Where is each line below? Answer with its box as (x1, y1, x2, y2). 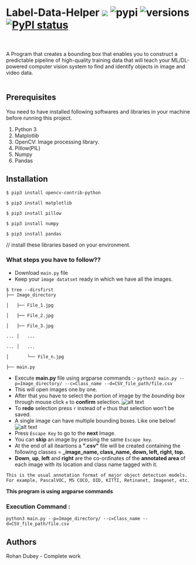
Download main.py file (14, 269, 69, 276)
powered (6, 62, 28, 70)
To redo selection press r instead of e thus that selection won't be (14, 404, 174, 411)
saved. (14, 411, 31, 418)
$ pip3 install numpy (6, 221, 59, 227)
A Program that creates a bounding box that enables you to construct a (6, 50, 178, 57)
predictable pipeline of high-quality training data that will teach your (6, 56, 170, 64)
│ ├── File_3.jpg (6, 323, 54, 329)
